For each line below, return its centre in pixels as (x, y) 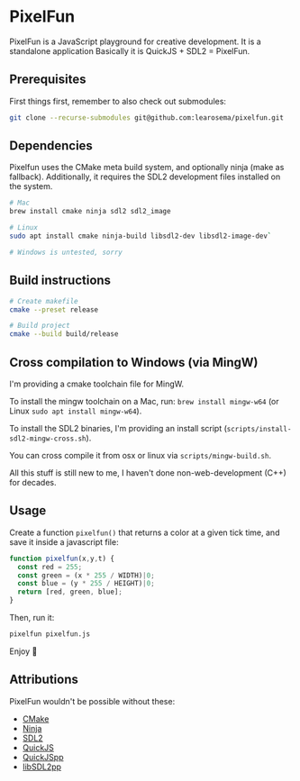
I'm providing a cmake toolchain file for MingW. (97, 384)
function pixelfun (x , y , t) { (62, 559)
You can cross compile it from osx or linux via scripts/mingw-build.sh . (141, 455)
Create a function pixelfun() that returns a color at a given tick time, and (145, 532)
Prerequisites (48, 80)
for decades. (33, 482)
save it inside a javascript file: (64, 541)
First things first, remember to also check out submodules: (118, 101)
